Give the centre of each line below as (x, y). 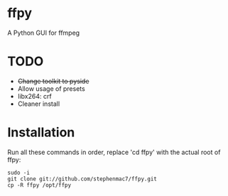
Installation (41, 132)
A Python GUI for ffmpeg (44, 33)
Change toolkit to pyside (53, 81)
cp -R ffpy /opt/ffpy (39, 185)
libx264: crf (34, 96)
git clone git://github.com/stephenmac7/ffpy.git (82, 179)
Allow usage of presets (51, 88)
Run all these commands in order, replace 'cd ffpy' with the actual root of (114, 152)
